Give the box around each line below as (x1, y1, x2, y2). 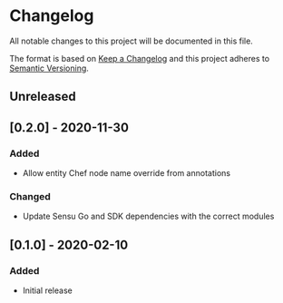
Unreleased (9, 89, 77, 104)
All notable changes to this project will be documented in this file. (9, 35, 254, 46)
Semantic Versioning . (9, 63, 89, 73)
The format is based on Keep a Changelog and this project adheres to (9, 53, 270, 64)
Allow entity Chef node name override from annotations (22, 168, 231, 179)
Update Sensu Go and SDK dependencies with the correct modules (22, 210, 275, 222)
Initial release (22, 285, 73, 296)
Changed (9, 190, 52, 202)
